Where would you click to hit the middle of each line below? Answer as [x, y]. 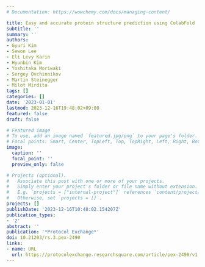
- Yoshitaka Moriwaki [34, 68]
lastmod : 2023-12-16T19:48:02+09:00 [53, 108]
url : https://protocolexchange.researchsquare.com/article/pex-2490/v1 [105, 255]
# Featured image [28, 130]
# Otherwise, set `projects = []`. [54, 198]
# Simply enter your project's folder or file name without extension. [102, 187]
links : [15, 244]
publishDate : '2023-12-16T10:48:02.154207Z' [64, 209]
